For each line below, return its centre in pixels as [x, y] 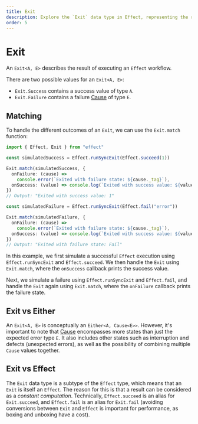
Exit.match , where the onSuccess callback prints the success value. [88, 269]
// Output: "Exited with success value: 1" [60, 196]
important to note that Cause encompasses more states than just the [89, 332]
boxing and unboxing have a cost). [48, 415]
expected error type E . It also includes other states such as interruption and [98, 338]
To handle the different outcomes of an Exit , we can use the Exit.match [93, 130]
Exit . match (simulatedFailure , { [46, 217]
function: [17, 136]
